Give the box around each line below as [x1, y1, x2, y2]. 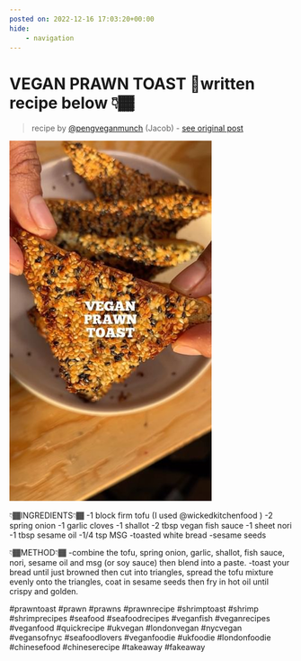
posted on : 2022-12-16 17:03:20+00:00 [9, 14, 155, 23]
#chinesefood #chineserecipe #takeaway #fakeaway [9, 642, 206, 653]
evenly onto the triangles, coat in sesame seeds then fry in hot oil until [9, 576, 270, 587]
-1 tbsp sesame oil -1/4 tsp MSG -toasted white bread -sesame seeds [9, 530, 267, 540]
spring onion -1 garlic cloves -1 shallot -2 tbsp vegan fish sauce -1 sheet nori [9, 521, 292, 531]
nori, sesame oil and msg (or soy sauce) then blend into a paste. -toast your [9, 557, 290, 568]
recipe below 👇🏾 [9, 93, 135, 113]
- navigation [25, 33, 75, 42]
